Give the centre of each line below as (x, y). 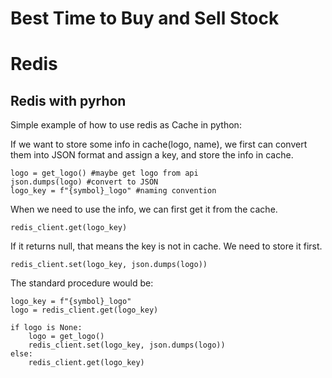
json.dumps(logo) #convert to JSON (84, 182)
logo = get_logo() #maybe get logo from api (104, 173)
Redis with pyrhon (68, 100)
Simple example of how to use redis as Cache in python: (126, 125)
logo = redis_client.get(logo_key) (84, 310)
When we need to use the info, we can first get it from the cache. (144, 209)
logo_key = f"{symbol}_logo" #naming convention (113, 191)
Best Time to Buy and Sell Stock (145, 18)
